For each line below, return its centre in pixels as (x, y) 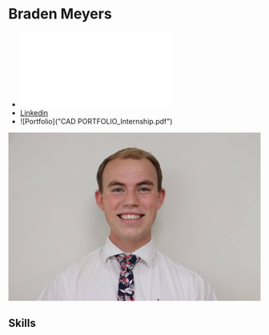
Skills (22, 323)
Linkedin (34, 112)
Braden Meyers (60, 14)
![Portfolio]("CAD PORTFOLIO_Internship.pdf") (96, 121)
